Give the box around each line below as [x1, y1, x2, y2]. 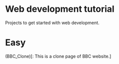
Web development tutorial [5, 3, 115, 15]
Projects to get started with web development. [5, 20, 100, 26]
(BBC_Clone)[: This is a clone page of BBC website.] [5, 53, 112, 59]
